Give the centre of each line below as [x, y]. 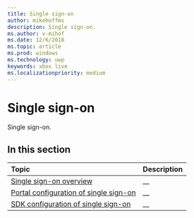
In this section [39, 149]
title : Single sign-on [41, 14]
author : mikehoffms [36, 20]
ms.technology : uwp [36, 60]
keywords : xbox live [38, 66]
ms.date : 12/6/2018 [36, 40]
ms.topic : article [34, 47]
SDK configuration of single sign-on [71, 204]
